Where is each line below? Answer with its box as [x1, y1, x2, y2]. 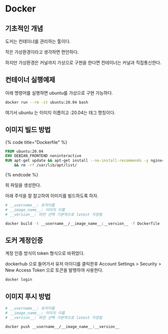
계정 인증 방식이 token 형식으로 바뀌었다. [5, 250, 85, 256]
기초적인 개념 [5, 24, 43, 32]
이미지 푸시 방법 [5, 292, 51, 300]
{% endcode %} [5, 172, 38, 177]
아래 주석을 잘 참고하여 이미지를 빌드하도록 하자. [5, 193, 99, 198]
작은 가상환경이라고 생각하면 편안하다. [5, 49, 79, 55]
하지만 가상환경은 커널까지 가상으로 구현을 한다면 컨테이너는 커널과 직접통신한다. [5, 59, 161, 65]
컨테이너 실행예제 [5, 75, 55, 84]
